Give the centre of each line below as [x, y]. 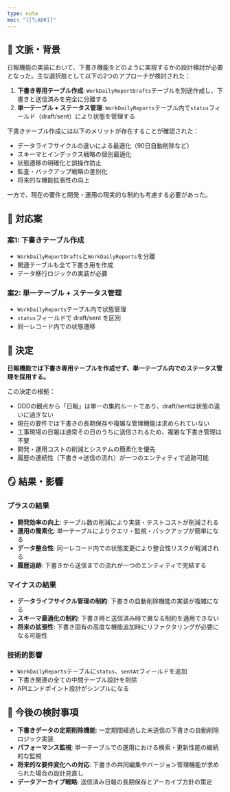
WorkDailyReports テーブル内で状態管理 [72, 309]
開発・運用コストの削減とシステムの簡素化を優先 [86, 449]
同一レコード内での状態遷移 [56, 326]
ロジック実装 [35, 739]
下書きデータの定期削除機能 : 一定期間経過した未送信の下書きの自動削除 [118, 730]
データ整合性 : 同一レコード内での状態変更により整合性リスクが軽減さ [115, 548]
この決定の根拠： [31, 392]
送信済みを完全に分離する [71, 99]
